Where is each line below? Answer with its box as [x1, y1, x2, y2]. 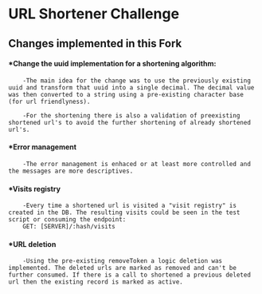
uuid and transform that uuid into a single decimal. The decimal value [8, 83, 255, 92]
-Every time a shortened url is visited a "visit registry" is [22, 201, 237, 210]
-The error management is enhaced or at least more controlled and [22, 160, 251, 168]
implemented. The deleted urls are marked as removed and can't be [8, 264, 237, 272]
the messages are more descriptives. [8, 167, 134, 175]
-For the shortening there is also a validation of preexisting [22, 111, 240, 120]
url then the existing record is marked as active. [8, 278, 183, 286]
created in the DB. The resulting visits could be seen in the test [8, 209, 240, 217]
